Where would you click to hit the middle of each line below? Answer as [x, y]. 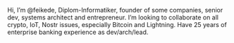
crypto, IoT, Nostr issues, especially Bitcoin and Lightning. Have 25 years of [117, 25]
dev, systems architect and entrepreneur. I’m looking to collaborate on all [113, 17]
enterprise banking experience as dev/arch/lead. [78, 32]
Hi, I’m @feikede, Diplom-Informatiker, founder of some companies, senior [115, 10]
